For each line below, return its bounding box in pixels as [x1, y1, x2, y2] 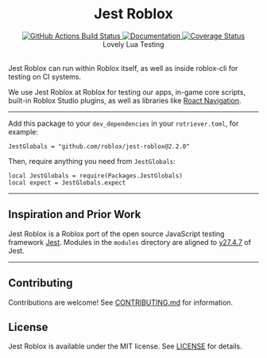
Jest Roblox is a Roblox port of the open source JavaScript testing [8, 228, 225, 239]
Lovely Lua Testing [103, 39, 164, 49]
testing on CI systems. [8, 72, 82, 81]
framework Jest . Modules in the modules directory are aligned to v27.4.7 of [8, 237, 252, 247]
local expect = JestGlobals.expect [8, 178, 126, 187]
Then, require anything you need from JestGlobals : [8, 156, 176, 165]
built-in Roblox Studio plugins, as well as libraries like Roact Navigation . [8, 95, 242, 105]
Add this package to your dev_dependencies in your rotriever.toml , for [8, 119, 239, 128]
